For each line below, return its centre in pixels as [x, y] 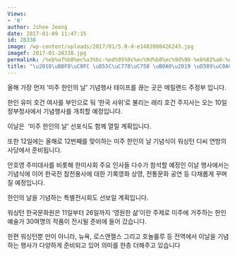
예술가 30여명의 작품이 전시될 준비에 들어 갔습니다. [77, 221]
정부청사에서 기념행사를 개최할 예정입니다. [65, 111]
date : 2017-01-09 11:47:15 [47, 33]
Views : [17, 14]
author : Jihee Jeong [38, 27]
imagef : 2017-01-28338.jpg [47, 54]
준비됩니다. [47, 150]
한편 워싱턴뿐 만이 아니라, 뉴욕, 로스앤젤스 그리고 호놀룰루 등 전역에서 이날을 [112, 236]
